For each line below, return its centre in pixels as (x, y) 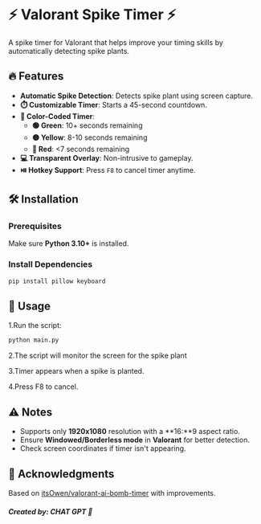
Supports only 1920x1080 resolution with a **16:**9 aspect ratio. (130, 432)
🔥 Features (36, 76)
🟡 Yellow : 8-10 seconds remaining (90, 137)
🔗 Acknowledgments (61, 474)
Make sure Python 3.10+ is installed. (69, 244)
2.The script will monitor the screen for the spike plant (98, 356)
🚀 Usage (29, 306)
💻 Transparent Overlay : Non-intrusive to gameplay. (106, 158)
